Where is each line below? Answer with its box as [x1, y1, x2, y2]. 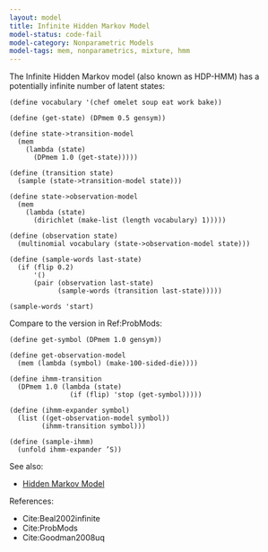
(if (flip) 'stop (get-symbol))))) [69, 390, 203, 399]
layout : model [9, 13, 63, 22]
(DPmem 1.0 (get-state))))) [32, 153, 139, 162]
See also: [9, 461, 44, 472]
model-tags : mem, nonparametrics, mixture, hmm [9, 47, 191, 56]
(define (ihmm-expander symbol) [9, 406, 130, 416]
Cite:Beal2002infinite [22, 513, 101, 524]
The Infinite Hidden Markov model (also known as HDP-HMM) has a [9, 71, 260, 82]
